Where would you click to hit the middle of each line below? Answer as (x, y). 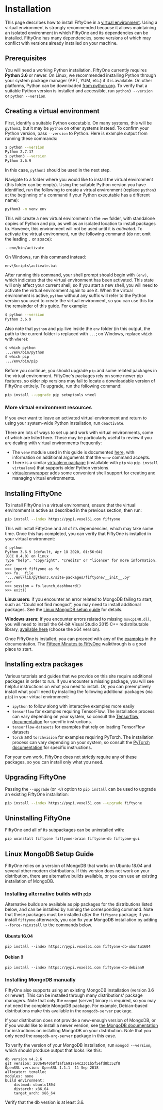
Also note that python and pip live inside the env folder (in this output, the (78, 329)
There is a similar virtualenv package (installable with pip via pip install (85, 463)
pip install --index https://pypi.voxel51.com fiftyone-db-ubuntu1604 (78, 946)
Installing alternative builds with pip (48, 894)
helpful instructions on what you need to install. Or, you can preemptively (78, 686)
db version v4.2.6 (24, 1059)
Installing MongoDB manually (41, 979)
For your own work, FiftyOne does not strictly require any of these (71, 757)
